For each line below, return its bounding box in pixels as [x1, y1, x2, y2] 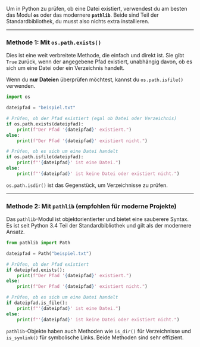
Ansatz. [6, 228, 25, 235]
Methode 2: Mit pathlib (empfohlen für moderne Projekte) [6, 202, 177, 210]
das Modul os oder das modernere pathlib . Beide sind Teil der [6, 11, 159, 19]
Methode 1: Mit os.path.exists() [6, 38, 102, 47]
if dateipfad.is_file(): [6, 300, 68, 306]
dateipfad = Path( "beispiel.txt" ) [6, 250, 92, 256]
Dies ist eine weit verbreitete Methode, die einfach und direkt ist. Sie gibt [6, 52, 185, 59]
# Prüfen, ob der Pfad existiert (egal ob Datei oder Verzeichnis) [6, 116, 177, 122]
